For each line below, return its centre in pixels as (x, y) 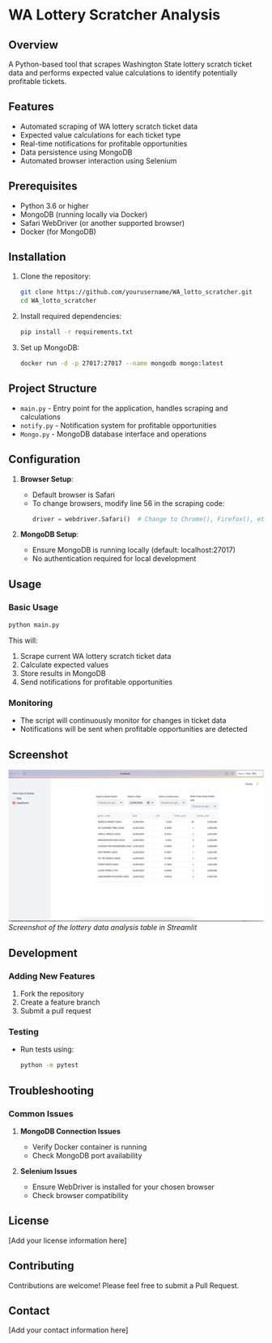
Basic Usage (34, 607)
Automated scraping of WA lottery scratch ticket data (109, 126)
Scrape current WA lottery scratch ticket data (96, 656)
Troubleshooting (51, 1090)
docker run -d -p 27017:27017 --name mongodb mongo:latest (122, 363)
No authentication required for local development (114, 559)
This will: (23, 640)
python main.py (34, 625)
